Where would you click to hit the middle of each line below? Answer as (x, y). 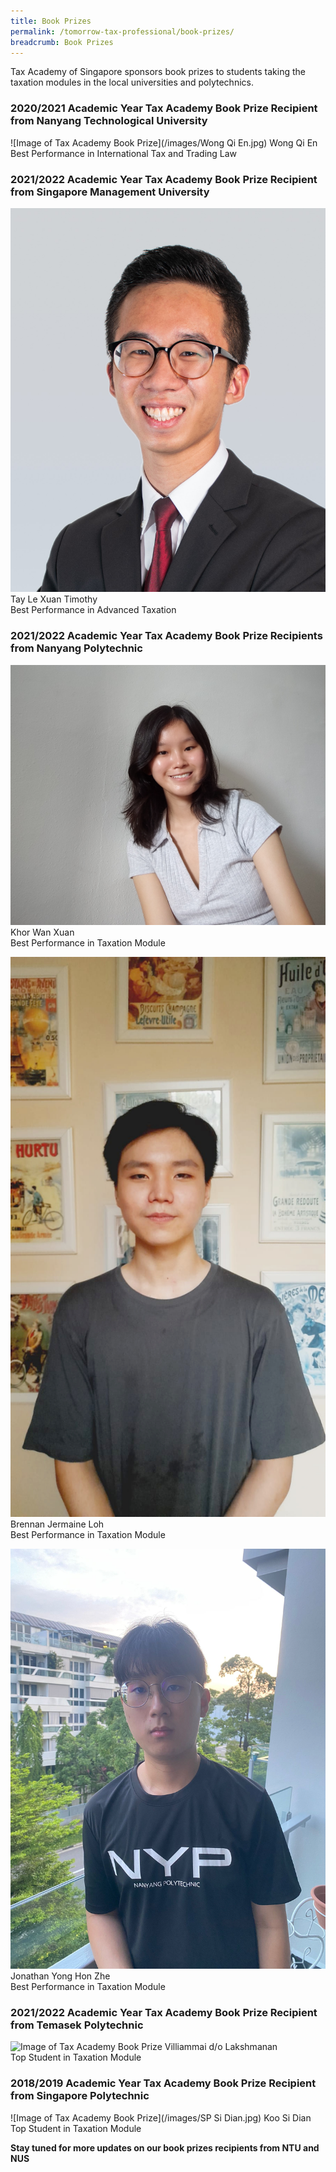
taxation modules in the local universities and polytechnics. (132, 82)
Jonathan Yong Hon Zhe (60, 1976)
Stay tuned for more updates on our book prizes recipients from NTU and (165, 2147)
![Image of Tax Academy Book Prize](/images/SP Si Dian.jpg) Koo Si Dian (161, 2117)
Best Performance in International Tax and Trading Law (124, 153)
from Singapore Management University (110, 192)
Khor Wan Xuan (42, 932)
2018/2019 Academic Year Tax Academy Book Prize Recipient (163, 2083)
